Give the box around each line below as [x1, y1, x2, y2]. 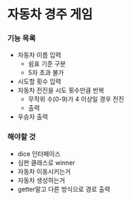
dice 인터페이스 [17, 149, 61, 158]
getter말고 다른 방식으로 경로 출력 [17, 184, 111, 193]
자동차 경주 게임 [7, 6, 93, 23]
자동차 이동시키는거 [17, 167, 71, 175]
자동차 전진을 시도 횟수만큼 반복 [17, 86, 104, 95]
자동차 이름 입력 [17, 51, 61, 59]
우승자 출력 [17, 112, 49, 121]
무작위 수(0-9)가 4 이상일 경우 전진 [27, 95, 125, 103]
